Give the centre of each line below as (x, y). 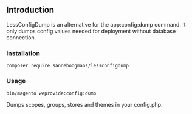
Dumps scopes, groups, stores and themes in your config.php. (84, 105)
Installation (23, 53)
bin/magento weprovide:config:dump (51, 93)
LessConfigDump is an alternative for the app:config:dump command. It (96, 24)
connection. (21, 37)
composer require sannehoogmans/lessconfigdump (68, 66)
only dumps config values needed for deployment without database (91, 31)
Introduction (30, 10)
